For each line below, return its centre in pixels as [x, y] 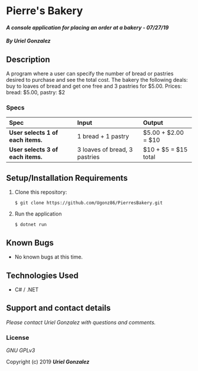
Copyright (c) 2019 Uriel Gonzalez [48, 362]
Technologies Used [42, 275]
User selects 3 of [34, 150]
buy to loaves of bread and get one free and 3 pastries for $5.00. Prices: [94, 86]
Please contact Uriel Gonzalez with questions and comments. [81, 322]
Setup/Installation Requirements [67, 178]
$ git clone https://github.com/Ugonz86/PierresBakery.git [89, 203]
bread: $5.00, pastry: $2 [36, 92]
